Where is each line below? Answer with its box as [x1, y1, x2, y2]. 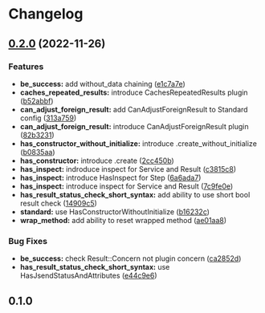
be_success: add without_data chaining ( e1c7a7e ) [19, 79, 186, 88]
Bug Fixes [8, 235, 48, 246]
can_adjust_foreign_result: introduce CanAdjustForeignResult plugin [19, 121, 249, 131]
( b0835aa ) [19, 147, 55, 156]
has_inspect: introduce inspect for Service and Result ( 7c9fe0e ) [19, 181, 234, 191]
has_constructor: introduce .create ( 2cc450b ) [19, 156, 174, 165]
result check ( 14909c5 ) [19, 198, 98, 208]
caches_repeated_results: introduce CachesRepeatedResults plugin [19, 87, 248, 97]
